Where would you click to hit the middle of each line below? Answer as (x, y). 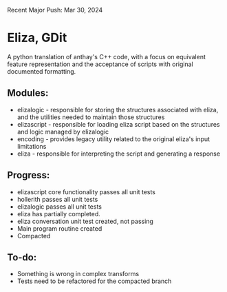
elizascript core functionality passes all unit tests (86, 191)
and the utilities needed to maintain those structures (91, 117)
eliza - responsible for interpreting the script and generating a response (119, 154)
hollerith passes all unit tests (57, 199)
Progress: (29, 175)
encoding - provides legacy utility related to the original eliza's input (113, 139)
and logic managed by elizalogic (63, 132)
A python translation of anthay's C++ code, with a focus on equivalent (107, 56)
